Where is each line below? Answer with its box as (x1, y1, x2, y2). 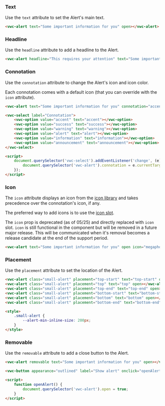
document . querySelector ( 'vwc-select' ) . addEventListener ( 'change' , (14, 158, 153, 163)
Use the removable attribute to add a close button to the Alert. (5, 350, 129, 356)
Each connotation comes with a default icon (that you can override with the (5, 89, 157, 95)
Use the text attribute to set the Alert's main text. (5, 15, 105, 21)
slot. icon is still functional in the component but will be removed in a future (5, 224, 157, 230)
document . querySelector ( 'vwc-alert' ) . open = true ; (23, 386, 129, 392)
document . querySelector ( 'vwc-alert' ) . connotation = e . (23, 163, 137, 168)
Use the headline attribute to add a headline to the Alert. (5, 47, 119, 53)
